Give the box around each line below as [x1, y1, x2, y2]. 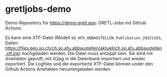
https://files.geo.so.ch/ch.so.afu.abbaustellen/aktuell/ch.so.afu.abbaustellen [5, 45, 162, 51]
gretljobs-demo [5, 3, 71, 15]
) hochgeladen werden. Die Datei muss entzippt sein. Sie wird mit [19, 50, 153, 56]
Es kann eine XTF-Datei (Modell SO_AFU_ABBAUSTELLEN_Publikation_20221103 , [5, 35, 162, 40]
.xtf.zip [5, 50, 19, 56]
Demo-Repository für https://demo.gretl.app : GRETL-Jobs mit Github [5, 20, 147, 26]
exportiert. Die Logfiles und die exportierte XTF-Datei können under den [5, 61, 154, 67]
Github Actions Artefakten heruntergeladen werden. [5, 66, 112, 72]
